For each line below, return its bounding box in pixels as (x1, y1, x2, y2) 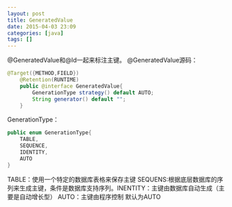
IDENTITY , (20, 149, 49, 156)
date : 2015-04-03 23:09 (7, 23, 77, 30)
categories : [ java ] (7, 29, 64, 37)
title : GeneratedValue (7, 17, 73, 24)
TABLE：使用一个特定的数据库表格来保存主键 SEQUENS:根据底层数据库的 (7, 175, 217, 183)
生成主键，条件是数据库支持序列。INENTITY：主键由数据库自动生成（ (19, 183, 219, 192)
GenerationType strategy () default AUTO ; (32, 89, 155, 96)
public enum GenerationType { (7, 129, 92, 136)
